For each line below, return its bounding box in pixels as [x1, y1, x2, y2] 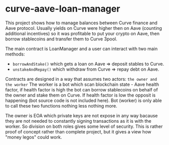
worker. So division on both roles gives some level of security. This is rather [5, 123, 163, 129]
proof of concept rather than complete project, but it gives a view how [5, 128, 152, 134]
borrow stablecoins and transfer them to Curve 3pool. [5, 36, 117, 42]
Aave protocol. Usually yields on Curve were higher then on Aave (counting [5, 25, 162, 31]
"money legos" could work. [5, 134, 62, 140]
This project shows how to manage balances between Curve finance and [5, 20, 158, 26]
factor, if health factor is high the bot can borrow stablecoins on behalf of [5, 86, 158, 92]
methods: [5, 51, 25, 57]
